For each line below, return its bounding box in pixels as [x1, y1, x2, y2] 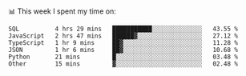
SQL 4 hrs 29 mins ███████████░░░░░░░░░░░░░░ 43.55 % [8, 25, 239, 33]
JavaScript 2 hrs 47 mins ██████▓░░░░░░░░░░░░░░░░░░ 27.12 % [8, 32, 239, 40]
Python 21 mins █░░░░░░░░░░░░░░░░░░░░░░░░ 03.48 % [8, 53, 239, 61]
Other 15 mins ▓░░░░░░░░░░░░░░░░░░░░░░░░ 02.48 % [8, 60, 239, 68]
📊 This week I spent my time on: [8, 6, 116, 16]
